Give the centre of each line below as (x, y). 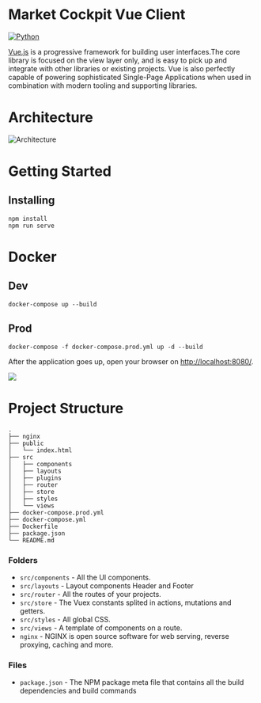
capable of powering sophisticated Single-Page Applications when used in (130, 77)
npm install (28, 218)
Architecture (51, 118)
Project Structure (66, 408)
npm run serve (32, 226)
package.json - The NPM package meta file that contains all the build (132, 682)
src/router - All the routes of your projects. (91, 594)
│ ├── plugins (35, 478)
